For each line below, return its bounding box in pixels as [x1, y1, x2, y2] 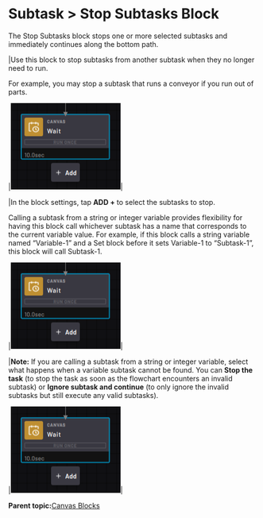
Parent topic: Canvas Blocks [8, 501, 101, 510]
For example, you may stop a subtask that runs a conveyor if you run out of [8, 79, 254, 88]
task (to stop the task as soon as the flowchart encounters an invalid [8, 373, 233, 383]
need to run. [8, 63, 48, 72]
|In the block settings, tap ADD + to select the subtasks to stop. [8, 197, 216, 207]
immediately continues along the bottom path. [8, 39, 159, 48]
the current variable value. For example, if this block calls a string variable [8, 230, 250, 239]
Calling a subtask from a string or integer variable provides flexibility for [8, 212, 243, 222]
